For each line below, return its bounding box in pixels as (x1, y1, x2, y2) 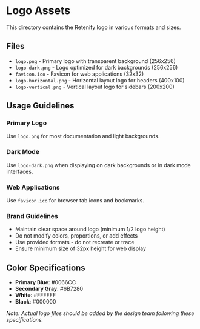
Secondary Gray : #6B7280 (15, 285, 84, 293)
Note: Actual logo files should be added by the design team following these (6, 310, 195, 317)
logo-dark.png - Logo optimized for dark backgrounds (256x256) (15, 64, 178, 71)
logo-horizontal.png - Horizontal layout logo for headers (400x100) (15, 76, 185, 84)
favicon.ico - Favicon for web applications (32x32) (15, 70, 144, 78)
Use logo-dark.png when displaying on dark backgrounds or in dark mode (6, 161, 191, 168)
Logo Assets (6, 4, 71, 18)
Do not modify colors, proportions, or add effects (15, 232, 138, 239)
